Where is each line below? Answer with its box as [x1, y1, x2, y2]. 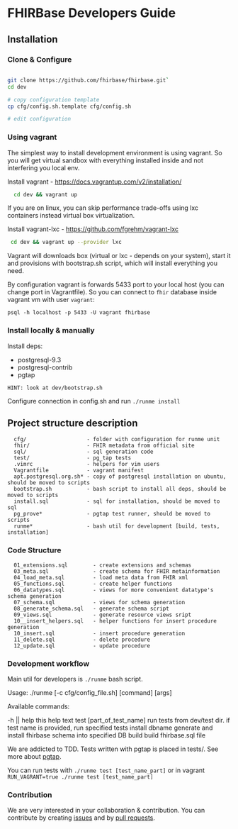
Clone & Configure [7, 55, 72, 65]
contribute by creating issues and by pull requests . [7, 813, 156, 822]
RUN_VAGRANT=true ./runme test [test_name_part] [7, 774, 154, 781]
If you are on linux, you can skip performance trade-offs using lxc [7, 204, 199, 212]
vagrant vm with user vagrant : [7, 296, 96, 304]
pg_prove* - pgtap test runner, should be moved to [13, 511, 211, 518]
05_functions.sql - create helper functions [13, 580, 173, 587]
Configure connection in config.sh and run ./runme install [7, 396, 181, 405]
